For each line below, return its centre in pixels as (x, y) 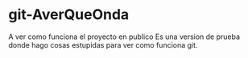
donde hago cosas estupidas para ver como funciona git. (103, 44)
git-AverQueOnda (69, 15)
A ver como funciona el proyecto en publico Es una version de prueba (124, 37)
